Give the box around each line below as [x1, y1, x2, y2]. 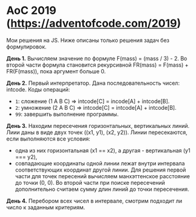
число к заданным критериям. [6, 204, 86, 211]
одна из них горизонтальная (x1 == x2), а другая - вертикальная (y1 [15, 147, 191, 154]
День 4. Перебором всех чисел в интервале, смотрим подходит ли [6, 197, 183, 204]
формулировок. [6, 43, 47, 50]
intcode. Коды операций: [6, 85, 70, 93]
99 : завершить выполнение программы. [15, 110, 119, 118]
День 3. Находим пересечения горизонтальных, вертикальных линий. [6, 122, 190, 129]
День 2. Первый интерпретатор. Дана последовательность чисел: [6, 79, 180, 87]
